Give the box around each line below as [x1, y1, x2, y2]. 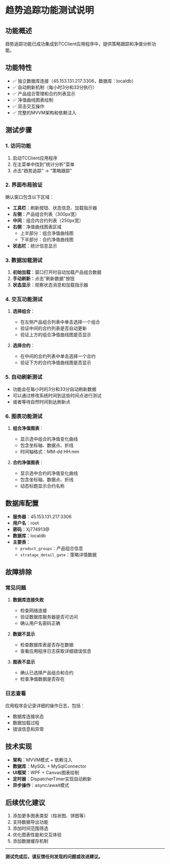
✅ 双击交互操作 [12, 103, 45, 109]
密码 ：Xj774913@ [12, 526, 50, 532]
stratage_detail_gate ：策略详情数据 [20, 551, 97, 558]
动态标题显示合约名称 [20, 482, 65, 489]
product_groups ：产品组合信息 [20, 545, 83, 551]
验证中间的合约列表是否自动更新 [20, 325, 87, 331]
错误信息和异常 [12, 726, 44, 732]
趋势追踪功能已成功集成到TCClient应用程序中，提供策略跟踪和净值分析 [5, 41, 152, 47]
